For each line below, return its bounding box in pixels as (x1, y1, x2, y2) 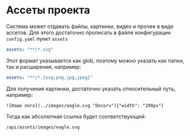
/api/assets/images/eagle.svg (6, 124, 80, 130)
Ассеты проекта (6, 4, 90, 17)
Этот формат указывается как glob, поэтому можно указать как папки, (6, 57, 185, 64)
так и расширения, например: (6, 63, 82, 70)
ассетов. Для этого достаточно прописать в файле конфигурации (6, 29, 171, 36)
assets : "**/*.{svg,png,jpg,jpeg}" (6, 74, 93, 81)
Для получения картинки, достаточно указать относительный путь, (6, 85, 176, 92)
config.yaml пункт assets (6, 35, 68, 42)
